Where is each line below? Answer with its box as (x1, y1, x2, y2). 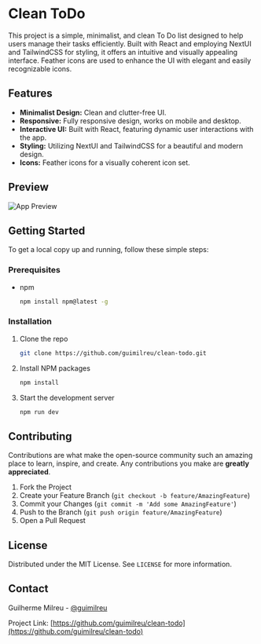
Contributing (8, 430, 72, 443)
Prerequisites (8, 265, 61, 276)
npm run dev (19, 408, 59, 416)
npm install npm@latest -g (19, 298, 108, 306)
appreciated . (8, 467, 51, 477)
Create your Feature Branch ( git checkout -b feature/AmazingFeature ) (19, 491, 251, 500)
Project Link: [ (8, 618, 53, 628)
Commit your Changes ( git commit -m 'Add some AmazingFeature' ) (19, 499, 237, 509)
